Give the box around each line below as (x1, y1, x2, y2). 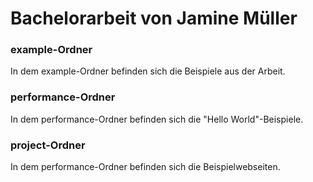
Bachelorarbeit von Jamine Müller (10, 7, 298, 30)
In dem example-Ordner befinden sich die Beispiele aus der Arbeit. (10, 65, 286, 77)
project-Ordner (10, 138, 86, 152)
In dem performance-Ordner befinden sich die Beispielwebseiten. (10, 161, 281, 173)
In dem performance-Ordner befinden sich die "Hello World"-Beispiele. (10, 113, 304, 125)
